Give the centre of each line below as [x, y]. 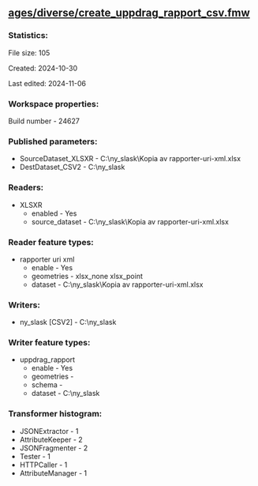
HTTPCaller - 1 [43, 465]
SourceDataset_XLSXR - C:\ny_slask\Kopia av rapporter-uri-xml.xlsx [130, 159]
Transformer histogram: [55, 414]
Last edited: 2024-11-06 [47, 83]
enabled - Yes [54, 213]
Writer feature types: [49, 343]
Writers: [24, 305]
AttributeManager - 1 [53, 473]
